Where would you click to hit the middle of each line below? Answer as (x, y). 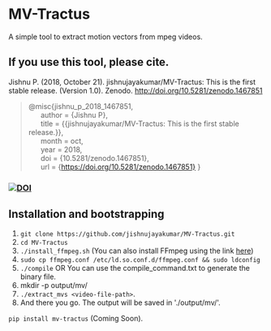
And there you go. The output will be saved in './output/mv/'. (120, 303)
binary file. (38, 277)
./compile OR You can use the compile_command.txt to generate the (135, 268)
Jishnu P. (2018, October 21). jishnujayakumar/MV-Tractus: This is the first (132, 81)
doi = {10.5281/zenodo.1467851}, (95, 158)
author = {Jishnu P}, (74, 115)
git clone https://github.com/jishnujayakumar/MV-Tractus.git (127, 234)
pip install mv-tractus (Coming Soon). (76, 319)
